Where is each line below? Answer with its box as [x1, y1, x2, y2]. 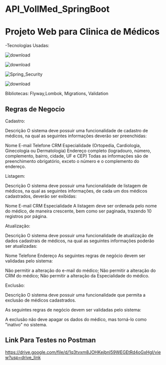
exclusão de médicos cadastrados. [5, 297, 77, 303]
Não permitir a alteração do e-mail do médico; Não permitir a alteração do [5, 267, 156, 273]
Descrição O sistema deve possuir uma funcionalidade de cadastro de [5, 127, 148, 133]
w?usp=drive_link [5, 354, 41, 360]
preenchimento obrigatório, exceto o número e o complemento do [5, 158, 139, 164]
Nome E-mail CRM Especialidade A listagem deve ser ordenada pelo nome [5, 203, 157, 209]
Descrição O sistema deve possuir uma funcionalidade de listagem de [5, 182, 147, 189]
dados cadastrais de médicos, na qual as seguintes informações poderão [5, 238, 155, 244]
